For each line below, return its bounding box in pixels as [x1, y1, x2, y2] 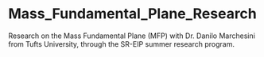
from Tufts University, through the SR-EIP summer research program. [8, 39, 235, 48]
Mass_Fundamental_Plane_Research [8, 5, 257, 23]
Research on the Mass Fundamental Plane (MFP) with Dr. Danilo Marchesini [8, 31, 256, 40]
